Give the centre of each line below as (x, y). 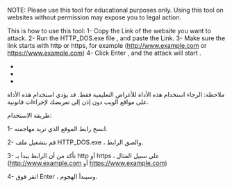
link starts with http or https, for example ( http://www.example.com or (107, 45)
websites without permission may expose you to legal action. (94, 17)
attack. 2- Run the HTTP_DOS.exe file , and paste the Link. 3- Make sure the (116, 38)
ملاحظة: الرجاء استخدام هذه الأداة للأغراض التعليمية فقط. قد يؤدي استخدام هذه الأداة (116, 94)
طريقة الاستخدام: (30, 115)
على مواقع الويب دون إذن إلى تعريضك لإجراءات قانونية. (78, 102)
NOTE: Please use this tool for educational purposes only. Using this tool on (115, 10)
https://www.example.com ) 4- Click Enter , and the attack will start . (104, 53)
